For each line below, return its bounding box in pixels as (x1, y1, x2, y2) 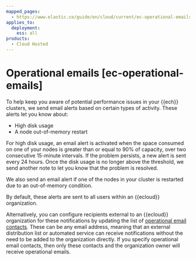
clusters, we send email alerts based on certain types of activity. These (6, 104, 178, 111)
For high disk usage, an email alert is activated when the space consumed (6, 139, 184, 146)
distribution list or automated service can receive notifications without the (6, 229, 183, 236)
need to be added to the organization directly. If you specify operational (6, 235, 178, 243)
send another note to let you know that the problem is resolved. (6, 164, 159, 171)
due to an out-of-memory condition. (6, 182, 93, 189)
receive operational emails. (6, 248, 71, 255)
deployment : (11, 25, 41, 31)
